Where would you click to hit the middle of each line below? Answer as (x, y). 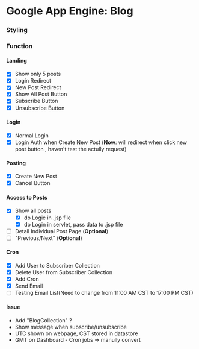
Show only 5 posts (38, 74)
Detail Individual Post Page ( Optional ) (62, 231)
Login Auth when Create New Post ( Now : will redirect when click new (101, 142)
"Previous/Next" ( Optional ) (48, 238)
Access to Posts (27, 197)
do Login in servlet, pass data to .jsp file (73, 224)
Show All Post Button (41, 94)
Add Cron (27, 279)
